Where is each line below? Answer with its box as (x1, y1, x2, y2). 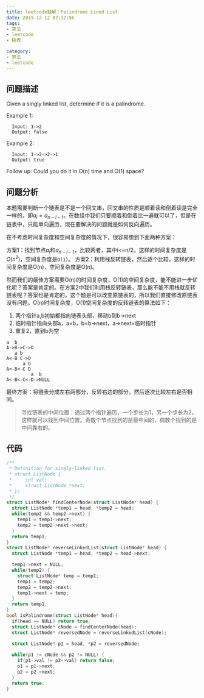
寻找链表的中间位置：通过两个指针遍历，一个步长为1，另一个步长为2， (21, 408, 197, 416)
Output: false (12, 129, 47, 135)
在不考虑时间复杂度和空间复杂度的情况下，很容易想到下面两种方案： (6, 233, 177, 241)
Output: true (12, 157, 45, 163)
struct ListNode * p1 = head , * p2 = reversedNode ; (12, 641, 140, 647)
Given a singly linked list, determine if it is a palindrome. (6, 100, 146, 107)
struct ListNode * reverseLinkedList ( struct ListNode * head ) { (6, 545, 167, 551)
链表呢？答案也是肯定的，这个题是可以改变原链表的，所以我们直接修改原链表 (6, 291, 198, 299)
